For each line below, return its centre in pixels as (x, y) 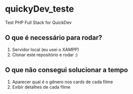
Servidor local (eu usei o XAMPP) (46, 49)
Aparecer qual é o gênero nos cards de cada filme (62, 82)
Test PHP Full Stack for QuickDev (38, 22)
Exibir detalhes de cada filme (41, 87)
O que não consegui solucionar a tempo (66, 70)
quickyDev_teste (39, 9)
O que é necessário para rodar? (54, 38)
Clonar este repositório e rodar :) (45, 55)
